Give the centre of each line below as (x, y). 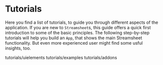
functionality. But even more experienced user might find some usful (74, 43)
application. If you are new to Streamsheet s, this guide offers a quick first (78, 27)
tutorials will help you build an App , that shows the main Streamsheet (74, 38)
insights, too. (18, 48)
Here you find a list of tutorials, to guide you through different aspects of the (82, 22)
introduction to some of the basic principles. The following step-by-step (77, 32)
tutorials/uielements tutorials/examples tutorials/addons (61, 57)
